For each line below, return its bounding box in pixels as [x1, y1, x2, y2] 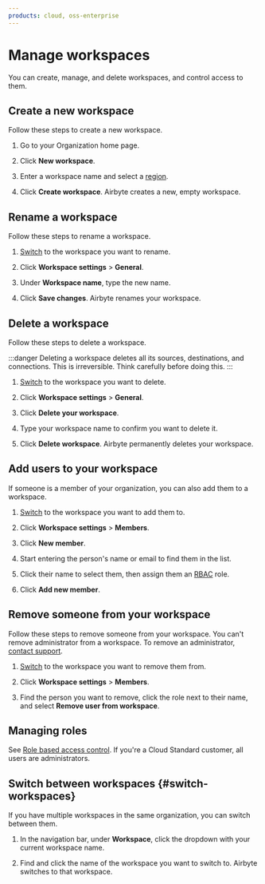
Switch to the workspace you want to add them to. [19, 507, 185, 517]
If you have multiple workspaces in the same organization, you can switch [8, 811, 251, 820]
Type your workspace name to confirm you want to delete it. [19, 424, 218, 433]
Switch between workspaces [8, 776, 156, 791]
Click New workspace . [19, 157, 95, 166]
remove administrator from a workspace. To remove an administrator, [8, 637, 236, 647]
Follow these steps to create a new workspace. [8, 125, 163, 135]
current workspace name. [19, 843, 105, 853]
